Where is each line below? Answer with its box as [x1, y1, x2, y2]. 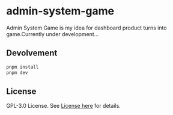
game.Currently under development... [6, 30, 99, 37]
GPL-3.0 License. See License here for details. [6, 102, 121, 110]
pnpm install [6, 64, 39, 70]
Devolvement [6, 48, 58, 58]
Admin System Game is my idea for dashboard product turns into [6, 24, 167, 31]
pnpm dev [6, 69, 28, 76]
